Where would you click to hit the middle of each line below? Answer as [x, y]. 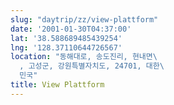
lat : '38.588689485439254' [66, 38]
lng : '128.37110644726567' [66, 47]
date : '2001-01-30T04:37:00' [71, 29]
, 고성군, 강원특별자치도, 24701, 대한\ [92, 66]
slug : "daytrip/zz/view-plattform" [84, 19]
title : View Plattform [57, 85]
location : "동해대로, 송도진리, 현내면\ [84, 57]
